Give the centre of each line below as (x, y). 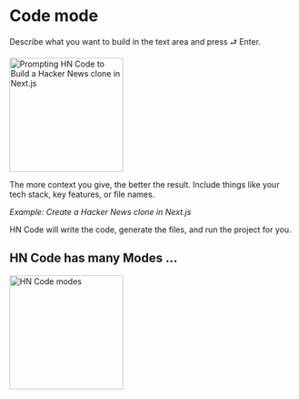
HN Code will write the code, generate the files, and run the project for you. (151, 230)
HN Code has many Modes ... (94, 258)
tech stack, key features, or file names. (82, 194)
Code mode (54, 16)
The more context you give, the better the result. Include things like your (145, 184)
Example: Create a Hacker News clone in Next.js (100, 211)
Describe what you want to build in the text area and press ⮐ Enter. (135, 41)
